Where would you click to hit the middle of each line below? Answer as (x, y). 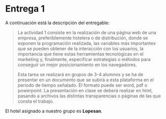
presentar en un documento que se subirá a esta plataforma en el (86, 80)
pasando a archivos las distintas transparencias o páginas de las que (89, 96)
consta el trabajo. (36, 101)
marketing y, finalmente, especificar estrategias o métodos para (84, 59)
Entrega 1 (25, 9)
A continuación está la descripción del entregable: (58, 23)
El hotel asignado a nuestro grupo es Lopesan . (54, 111)
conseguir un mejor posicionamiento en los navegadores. (77, 65)
